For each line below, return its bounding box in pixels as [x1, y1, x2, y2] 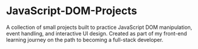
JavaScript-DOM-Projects [6, 4, 138, 18]
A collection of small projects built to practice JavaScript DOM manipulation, [6, 24, 193, 31]
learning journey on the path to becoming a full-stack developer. [6, 36, 164, 43]
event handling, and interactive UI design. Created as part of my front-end [6, 30, 187, 37]
